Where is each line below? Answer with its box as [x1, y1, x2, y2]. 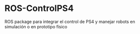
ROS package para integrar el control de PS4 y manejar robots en [4, 19, 135, 24]
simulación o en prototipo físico [4, 23, 67, 29]
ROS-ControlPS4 [4, 3, 74, 14]
